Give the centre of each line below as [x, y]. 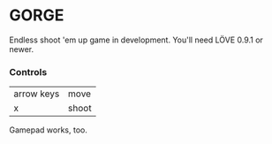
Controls [28, 72]
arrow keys [37, 94]
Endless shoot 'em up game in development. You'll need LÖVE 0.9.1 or [136, 40]
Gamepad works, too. [49, 130]
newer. [21, 49]
